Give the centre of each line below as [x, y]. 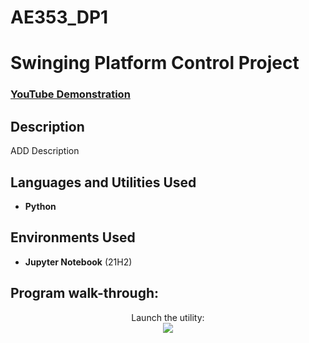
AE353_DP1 [59, 17]
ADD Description [45, 151]
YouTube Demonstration [70, 94]
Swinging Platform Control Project [155, 63]
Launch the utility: [168, 317]
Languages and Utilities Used [103, 182]
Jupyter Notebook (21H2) [78, 262]
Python [40, 206]
